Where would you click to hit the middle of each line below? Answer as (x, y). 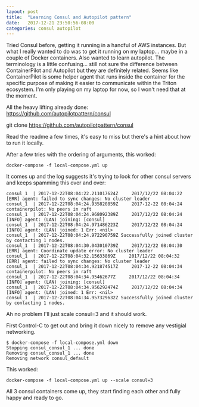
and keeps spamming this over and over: (56, 183)
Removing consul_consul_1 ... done (50, 353)
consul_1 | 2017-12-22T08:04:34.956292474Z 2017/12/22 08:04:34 (94, 287)
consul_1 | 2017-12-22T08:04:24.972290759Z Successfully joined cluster (100, 236)
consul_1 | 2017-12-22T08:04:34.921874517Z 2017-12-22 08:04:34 (94, 267)
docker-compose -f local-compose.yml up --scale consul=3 (80, 381)
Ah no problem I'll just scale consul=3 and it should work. (77, 314)
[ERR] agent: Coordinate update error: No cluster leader (80, 251)
